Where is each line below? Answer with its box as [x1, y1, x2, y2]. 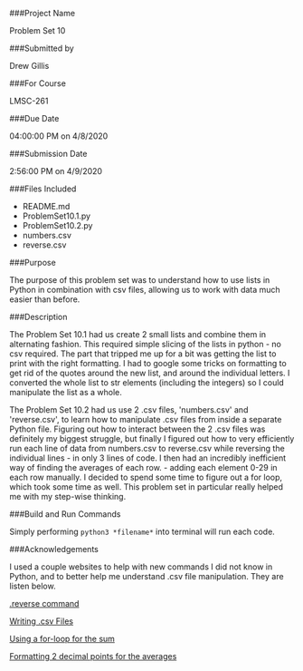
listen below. [9, 580, 56, 591]
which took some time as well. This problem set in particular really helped [9, 481, 283, 492]
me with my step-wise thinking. [9, 491, 127, 501]
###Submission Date [9, 149, 88, 159]
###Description [9, 312, 68, 322]
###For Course [9, 78, 66, 89]
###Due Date [9, 113, 60, 123]
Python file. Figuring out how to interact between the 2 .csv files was [9, 423, 266, 434]
